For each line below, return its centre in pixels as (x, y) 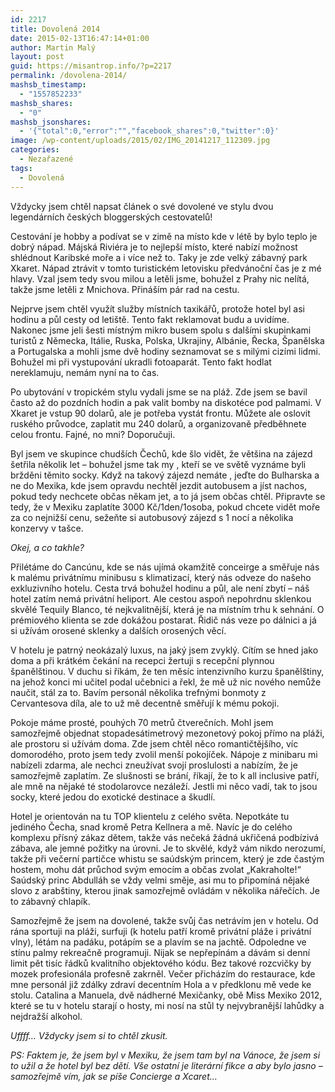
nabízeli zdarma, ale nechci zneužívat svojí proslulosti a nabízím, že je (154, 765)
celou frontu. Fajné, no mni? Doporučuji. (93, 434)
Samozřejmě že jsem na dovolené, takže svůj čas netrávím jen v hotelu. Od (164, 920)
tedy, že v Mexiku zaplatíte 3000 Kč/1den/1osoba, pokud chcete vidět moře (165, 507)
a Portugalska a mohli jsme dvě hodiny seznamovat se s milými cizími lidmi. (165, 351)
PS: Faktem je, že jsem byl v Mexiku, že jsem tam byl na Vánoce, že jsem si (165, 1055)
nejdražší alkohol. (46, 1016)
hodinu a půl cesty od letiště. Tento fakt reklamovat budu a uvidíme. (150, 319)
